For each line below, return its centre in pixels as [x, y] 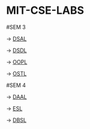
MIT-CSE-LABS [45, 10]
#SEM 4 [16, 85]
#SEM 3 [16, 27]
